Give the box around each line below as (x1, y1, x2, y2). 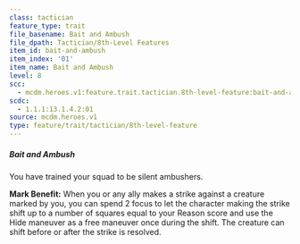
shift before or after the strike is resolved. (9, 226, 162, 237)
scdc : (9, 96, 29, 105)
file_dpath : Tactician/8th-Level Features (9, 38, 170, 47)
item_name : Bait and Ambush (9, 63, 114, 72)
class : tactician (9, 13, 74, 22)
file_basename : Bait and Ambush (9, 29, 129, 38)
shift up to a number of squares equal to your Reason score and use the (9, 207, 274, 218)
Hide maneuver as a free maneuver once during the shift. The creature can (9, 216, 285, 228)
